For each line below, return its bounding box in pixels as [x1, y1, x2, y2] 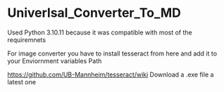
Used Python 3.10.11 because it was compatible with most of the [7, 28, 192, 37]
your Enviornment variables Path [7, 56, 102, 65]
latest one [7, 77, 37, 86]
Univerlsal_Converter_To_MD [7, 5, 181, 21]
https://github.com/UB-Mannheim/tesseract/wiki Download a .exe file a [7, 70, 214, 79]
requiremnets [7, 35, 46, 44]
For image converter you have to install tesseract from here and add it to [7, 49, 217, 58]
